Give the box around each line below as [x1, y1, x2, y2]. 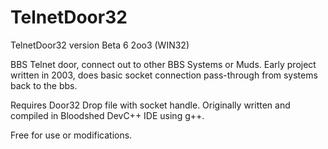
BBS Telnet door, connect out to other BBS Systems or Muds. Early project [10, 58, 317, 70]
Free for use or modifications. [10, 129, 133, 141]
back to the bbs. [10, 79, 78, 91]
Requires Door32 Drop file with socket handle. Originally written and [10, 99, 291, 111]
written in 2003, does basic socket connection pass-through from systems [10, 69, 318, 81]
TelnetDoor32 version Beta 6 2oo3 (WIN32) [10, 39, 190, 51]
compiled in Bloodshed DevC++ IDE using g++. [10, 109, 205, 121]
